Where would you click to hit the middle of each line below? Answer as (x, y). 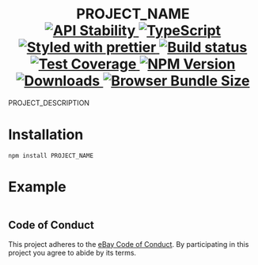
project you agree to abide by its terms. (72, 252)
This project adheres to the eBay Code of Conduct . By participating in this (129, 244)
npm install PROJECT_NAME (51, 155)
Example (37, 187)
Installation (46, 135)
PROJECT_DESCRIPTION (49, 103)
